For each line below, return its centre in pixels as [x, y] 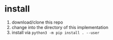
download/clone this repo [37, 22]
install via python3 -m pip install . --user [56, 32]
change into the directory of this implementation [60, 27]
